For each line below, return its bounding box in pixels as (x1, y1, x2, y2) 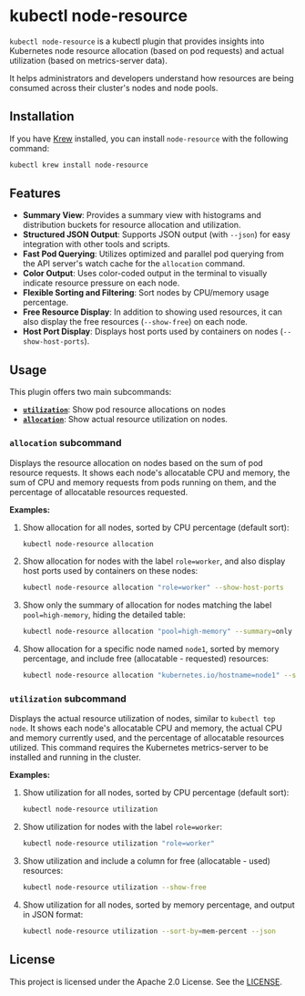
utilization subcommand (9, 692, 127, 705)
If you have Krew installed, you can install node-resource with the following (9, 133, 289, 144)
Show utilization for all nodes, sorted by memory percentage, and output (22, 899, 296, 910)
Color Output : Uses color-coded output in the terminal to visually (22, 268, 268, 279)
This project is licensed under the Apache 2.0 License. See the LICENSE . (9, 976, 282, 987)
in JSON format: (22, 908, 84, 919)
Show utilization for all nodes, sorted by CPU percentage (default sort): (22, 787, 290, 798)
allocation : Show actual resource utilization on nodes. (22, 414, 229, 425)
